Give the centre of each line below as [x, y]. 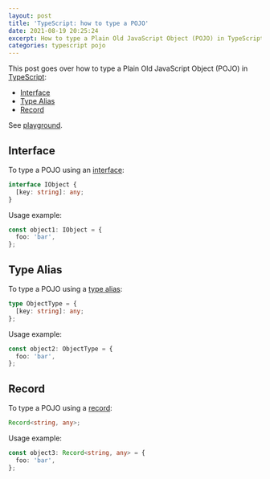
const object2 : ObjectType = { [61, 349]
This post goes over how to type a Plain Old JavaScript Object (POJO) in [128, 68]
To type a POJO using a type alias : [65, 289]
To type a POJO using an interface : [66, 170]
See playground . [35, 125]
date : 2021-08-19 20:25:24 [53, 31]
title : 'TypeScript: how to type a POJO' [79, 23]
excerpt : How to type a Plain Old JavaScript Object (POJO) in [117, 38]
